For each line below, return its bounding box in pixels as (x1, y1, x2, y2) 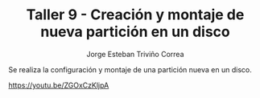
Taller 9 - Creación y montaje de (26, 6, 245, 24)
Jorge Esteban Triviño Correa (86, 49, 184, 59)
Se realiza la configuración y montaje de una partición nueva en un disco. (8, 64, 252, 74)
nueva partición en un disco (39, 22, 231, 41)
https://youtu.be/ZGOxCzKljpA (8, 80, 109, 90)
